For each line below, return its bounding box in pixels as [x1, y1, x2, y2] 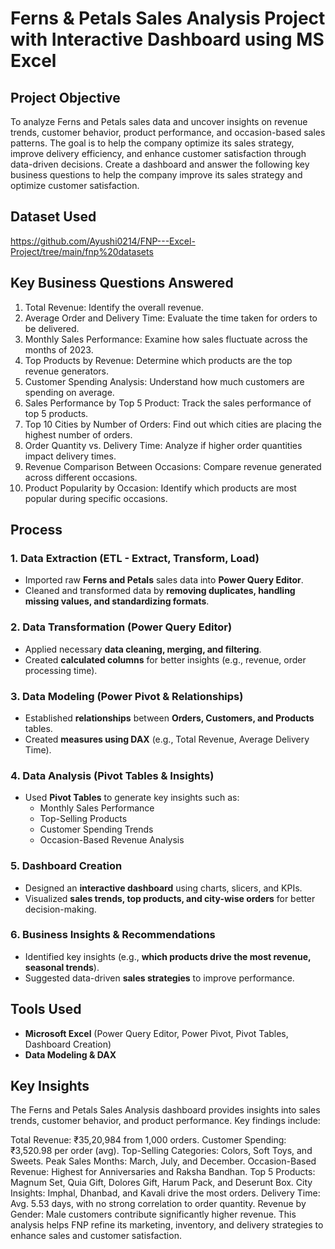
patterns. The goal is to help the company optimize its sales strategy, [10, 137, 295, 149]
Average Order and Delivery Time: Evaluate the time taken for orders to [24, 312, 318, 324]
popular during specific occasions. [24, 492, 168, 504]
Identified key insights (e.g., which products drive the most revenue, [24, 950, 312, 962]
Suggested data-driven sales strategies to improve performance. [24, 972, 295, 984]
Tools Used [10, 1001, 82, 1018]
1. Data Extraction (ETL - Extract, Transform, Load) [10, 551, 260, 565]
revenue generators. [24, 365, 109, 377]
